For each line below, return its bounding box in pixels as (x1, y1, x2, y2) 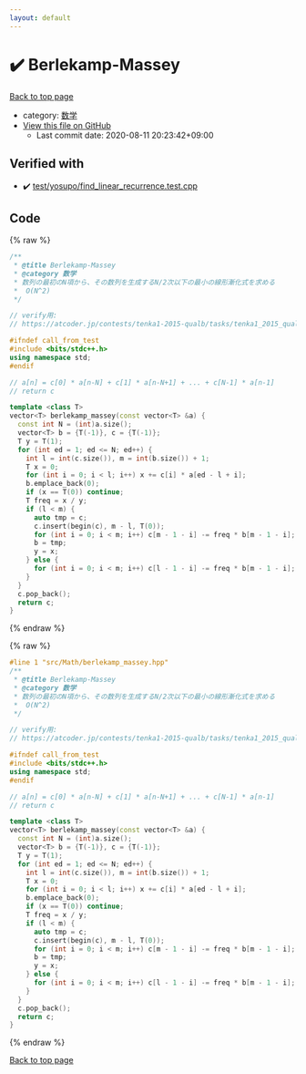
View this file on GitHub (22, 119, 112, 130)
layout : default (9, 13, 71, 23)
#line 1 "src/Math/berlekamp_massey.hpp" (9, 658, 169, 667)
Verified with (9, 156, 85, 171)
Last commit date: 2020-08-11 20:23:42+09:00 (36, 129, 214, 140)
